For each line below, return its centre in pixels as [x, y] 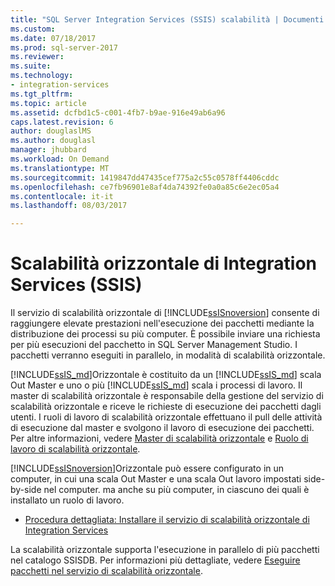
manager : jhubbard [48, 150]
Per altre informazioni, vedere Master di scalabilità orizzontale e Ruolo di [159, 438]
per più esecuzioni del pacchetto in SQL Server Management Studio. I [154, 345]
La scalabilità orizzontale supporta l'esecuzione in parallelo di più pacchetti [165, 550]
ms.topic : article [48, 103]
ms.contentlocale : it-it [62, 196]
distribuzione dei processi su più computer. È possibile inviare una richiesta [165, 334]
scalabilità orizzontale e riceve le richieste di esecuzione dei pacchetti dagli [166, 407]
